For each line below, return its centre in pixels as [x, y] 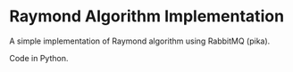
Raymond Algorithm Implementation [146, 16]
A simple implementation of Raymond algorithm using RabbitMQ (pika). [140, 41]
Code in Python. [39, 58]
